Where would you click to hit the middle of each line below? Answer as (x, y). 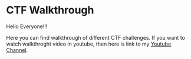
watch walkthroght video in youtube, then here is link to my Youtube (89, 44)
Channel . (17, 50)
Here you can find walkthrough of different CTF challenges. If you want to (96, 37)
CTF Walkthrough (50, 10)
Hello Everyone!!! (27, 26)
